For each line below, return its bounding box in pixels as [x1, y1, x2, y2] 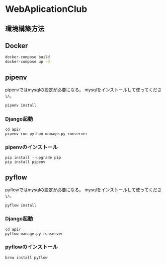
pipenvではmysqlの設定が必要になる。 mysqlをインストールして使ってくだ [5, 87, 158, 93]
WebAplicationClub [5, 3, 87, 15]
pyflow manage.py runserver [5, 231, 64, 236]
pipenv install [5, 103, 37, 107]
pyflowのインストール [5, 244, 58, 251]
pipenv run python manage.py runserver [5, 131, 88, 137]
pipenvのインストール [5, 144, 58, 151]
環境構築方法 [5, 24, 45, 33]
